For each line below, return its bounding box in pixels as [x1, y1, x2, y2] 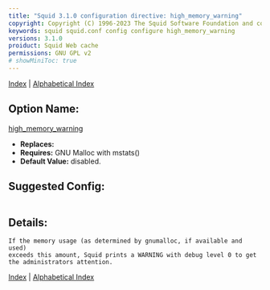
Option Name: [8, 102, 80, 116]
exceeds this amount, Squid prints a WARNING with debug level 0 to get [8, 251, 257, 259]
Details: [8, 215, 48, 230]
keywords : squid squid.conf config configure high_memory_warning [8, 27, 235, 35]
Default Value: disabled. [19, 156, 101, 166]
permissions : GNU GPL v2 [8, 49, 92, 57]
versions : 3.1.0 [8, 34, 63, 43]
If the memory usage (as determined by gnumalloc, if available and [8, 237, 243, 246]
